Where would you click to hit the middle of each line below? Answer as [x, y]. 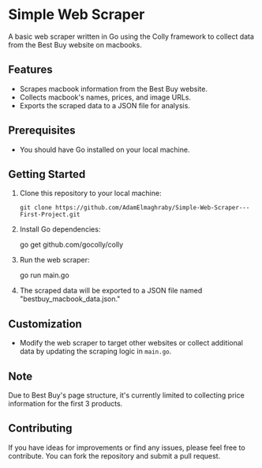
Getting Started [47, 174]
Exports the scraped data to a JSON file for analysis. [105, 105]
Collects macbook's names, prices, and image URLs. [105, 97]
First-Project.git [50, 215]
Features [30, 70]
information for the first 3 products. [65, 404]
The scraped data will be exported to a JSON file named [111, 291]
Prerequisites [42, 131]
